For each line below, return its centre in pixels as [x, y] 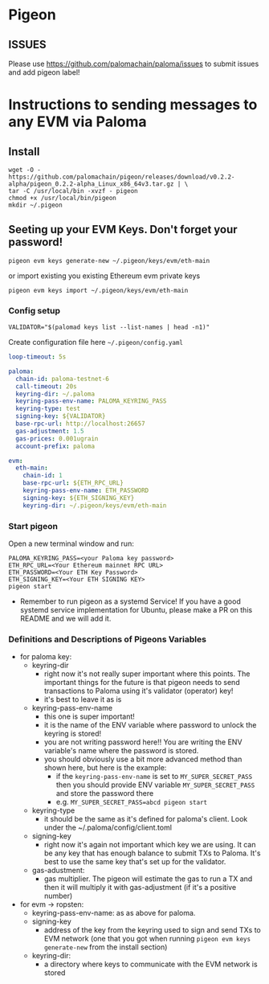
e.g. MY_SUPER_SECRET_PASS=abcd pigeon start [131, 802]
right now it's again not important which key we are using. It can [150, 845]
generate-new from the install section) [106, 947]
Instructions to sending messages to [133, 105]
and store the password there [105, 793]
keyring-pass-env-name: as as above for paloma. [114, 913]
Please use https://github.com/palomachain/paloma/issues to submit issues [134, 64]
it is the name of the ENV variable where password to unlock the [150, 725]
